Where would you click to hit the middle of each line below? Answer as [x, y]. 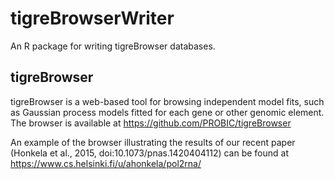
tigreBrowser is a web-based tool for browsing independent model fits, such [167, 101]
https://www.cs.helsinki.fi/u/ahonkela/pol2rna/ [106, 163]
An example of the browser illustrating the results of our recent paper [153, 142]
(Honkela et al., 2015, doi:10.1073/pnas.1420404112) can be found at [150, 153]
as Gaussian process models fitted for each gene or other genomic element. [167, 112]
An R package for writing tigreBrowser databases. [113, 46]
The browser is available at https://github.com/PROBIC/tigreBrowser [151, 123]
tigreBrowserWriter [92, 18]
